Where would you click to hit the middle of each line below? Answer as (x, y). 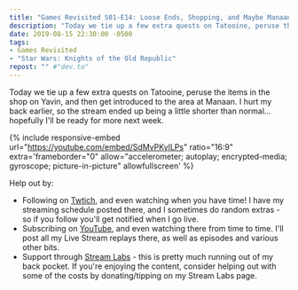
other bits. (41, 247)
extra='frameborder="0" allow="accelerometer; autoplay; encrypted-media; (149, 156)
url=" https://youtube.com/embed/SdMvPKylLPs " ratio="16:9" (121, 146)
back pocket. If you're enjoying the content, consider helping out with (149, 266)
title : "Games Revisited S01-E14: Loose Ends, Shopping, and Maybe (137, 17)
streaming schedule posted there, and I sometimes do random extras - (151, 209)
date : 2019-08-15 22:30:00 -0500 (71, 34)
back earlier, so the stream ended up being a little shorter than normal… (140, 111)
